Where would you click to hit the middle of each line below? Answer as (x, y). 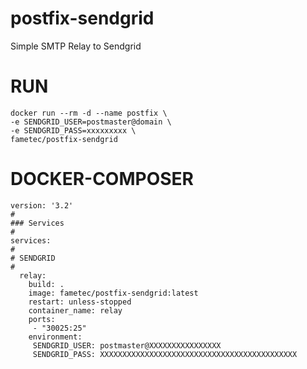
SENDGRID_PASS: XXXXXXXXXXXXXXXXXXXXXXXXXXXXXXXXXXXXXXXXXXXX (165, 354)
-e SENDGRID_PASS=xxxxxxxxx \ (73, 130)
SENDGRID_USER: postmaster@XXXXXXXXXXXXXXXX (127, 345)
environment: (55, 337)
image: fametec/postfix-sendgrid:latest (113, 293)
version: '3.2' (42, 205)
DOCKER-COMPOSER (102, 179)
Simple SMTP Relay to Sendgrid (76, 46)
